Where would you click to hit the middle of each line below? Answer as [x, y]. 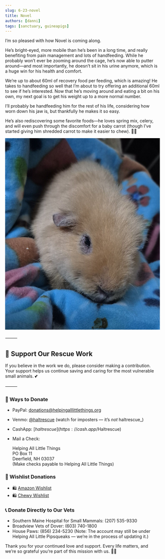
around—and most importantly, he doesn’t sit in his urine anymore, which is [82, 66]
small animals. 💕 [21, 376]
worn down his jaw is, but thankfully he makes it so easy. [63, 112]
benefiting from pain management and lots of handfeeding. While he [74, 56]
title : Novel [18, 16]
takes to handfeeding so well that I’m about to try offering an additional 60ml [82, 86]
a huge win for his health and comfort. [44, 71]
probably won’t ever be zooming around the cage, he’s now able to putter [79, 61]
